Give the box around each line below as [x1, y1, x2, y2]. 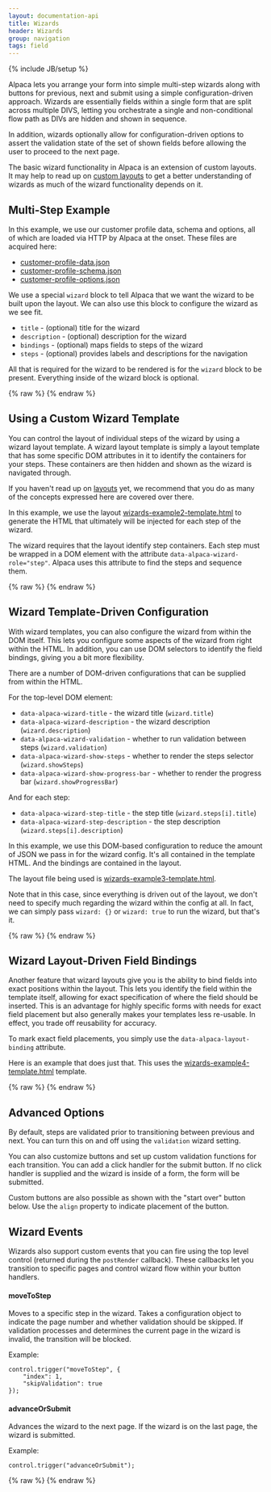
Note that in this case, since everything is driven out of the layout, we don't [8, 889, 258, 899]
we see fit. [8, 307, 44, 317]
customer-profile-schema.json [19, 266, 122, 275]
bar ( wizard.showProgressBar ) [19, 776, 119, 786]
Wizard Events [8, 1225, 83, 1238]
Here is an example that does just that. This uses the [8, 1058, 183, 1068]
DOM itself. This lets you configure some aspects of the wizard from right [8, 635, 252, 645]
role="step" [8, 559, 48, 567]
